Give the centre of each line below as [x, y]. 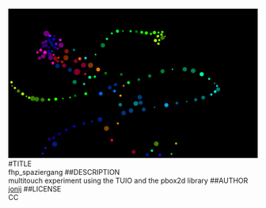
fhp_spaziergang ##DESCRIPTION [64, 172]
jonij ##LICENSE [35, 189]
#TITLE [20, 164]
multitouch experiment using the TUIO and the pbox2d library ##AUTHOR [128, 181]
